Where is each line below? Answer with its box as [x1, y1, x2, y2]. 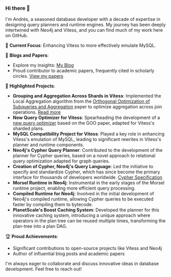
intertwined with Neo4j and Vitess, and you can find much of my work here [5, 27, 163, 33]
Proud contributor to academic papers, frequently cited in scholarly [12, 67, 155, 74]
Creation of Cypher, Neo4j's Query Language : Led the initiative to [12, 164, 154, 170]
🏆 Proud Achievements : [5, 234, 59, 240]
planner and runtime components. [12, 142, 84, 148]
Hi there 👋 [5, 5, 31, 12]
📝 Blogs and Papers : [5, 52, 49, 58]
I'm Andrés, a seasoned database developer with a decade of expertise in [5, 16, 161, 22]
